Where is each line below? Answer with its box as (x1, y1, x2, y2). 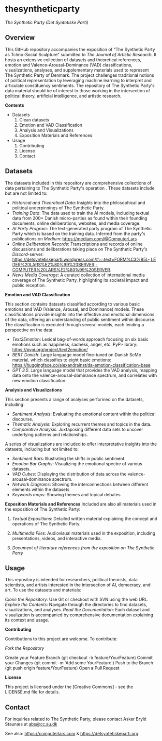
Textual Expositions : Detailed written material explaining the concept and (12, 516, 158, 522)
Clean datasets (19, 117, 49, 122)
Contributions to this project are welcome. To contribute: (5, 636, 118, 642)
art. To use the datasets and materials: (5, 587, 82, 593)
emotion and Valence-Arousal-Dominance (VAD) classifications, (5, 62, 133, 67)
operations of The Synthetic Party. (12, 521, 81, 526)
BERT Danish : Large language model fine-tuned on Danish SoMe (12, 352, 141, 357)
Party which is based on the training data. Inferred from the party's (12, 231, 146, 236)
